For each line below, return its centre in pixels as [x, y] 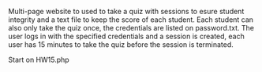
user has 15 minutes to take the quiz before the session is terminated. [121, 45]
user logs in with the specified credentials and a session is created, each [126, 36]
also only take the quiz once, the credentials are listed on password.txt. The [131, 28]
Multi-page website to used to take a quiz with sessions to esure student [126, 11]
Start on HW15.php [39, 59]
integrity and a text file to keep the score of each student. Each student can [131, 20]
